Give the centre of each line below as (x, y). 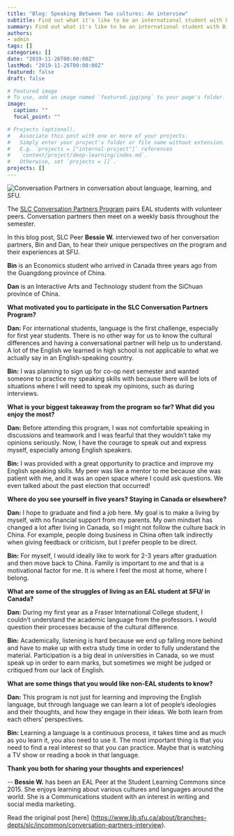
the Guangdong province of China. (57, 273)
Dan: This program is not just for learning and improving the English (104, 697)
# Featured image (32, 91)
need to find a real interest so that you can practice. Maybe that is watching (116, 747)
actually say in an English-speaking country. (71, 357)
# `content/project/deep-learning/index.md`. (78, 155)
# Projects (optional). (42, 129)
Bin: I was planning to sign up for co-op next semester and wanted (103, 371)
